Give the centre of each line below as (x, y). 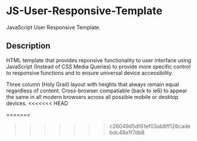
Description (28, 46)
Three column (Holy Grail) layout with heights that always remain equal (93, 84)
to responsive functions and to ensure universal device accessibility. (90, 73)
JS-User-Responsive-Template (84, 11)
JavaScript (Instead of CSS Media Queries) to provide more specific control (99, 66)
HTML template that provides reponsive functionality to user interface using (99, 60)
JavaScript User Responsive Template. (53, 27)
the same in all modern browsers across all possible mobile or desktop (92, 97)
